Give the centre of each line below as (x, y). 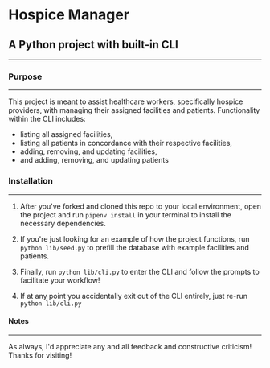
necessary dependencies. (63, 223)
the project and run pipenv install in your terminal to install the (125, 214)
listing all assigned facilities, (66, 134)
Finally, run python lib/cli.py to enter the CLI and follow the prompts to (139, 271)
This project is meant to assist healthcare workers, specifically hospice (126, 101)
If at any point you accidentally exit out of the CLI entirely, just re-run (133, 296)
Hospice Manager (69, 15)
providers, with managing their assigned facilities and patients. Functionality (134, 110)
